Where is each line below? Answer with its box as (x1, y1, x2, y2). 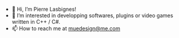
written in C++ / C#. (11, 18, 60, 25)
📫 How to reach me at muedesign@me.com (11, 25, 120, 32)
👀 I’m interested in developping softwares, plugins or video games (11, 12, 174, 19)
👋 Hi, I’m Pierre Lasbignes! (11, 6, 76, 12)
